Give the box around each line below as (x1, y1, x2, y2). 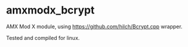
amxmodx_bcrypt (6, 4, 95, 17)
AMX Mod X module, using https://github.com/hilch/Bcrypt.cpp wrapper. (6, 23, 183, 30)
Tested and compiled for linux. (6, 34, 80, 41)
